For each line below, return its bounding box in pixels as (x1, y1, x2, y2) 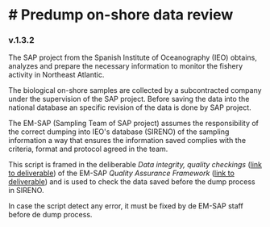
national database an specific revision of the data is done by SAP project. (8, 103, 251, 112)
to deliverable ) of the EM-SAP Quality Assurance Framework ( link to (8, 168, 235, 179)
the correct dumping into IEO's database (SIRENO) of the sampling (8, 127, 230, 137)
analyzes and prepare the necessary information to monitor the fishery (8, 61, 243, 71)
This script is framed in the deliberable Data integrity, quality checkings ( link (8, 160, 263, 170)
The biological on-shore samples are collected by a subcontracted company (8, 86, 262, 95)
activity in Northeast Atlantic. (8, 70, 105, 80)
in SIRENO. (8, 186, 44, 195)
